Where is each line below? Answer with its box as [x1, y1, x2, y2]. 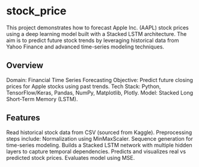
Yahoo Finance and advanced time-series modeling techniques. [6, 43, 164, 50]
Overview [6, 60, 44, 71]
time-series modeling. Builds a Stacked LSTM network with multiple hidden [6, 141, 192, 148]
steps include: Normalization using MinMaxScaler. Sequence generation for [6, 135, 194, 142]
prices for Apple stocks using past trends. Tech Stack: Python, [6, 83, 161, 90]
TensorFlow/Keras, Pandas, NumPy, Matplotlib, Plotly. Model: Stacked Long [6, 89, 194, 96]
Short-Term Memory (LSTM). [6, 95, 78, 102]
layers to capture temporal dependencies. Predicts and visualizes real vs [6, 148, 186, 155]
